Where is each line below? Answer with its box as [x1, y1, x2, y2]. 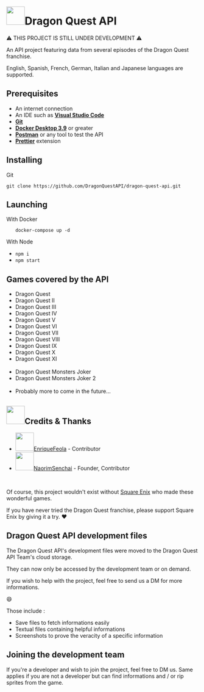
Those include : [6, 607, 46, 615]
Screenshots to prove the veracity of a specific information [15, 632, 163, 639]
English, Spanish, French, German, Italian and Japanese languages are [6, 64, 184, 71]
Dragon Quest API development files [6, 531, 147, 541]
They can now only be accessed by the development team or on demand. [6, 565, 191, 572]
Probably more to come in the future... [15, 387, 111, 395]
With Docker [6, 215, 38, 223]
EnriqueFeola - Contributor [33, 445, 101, 452]
